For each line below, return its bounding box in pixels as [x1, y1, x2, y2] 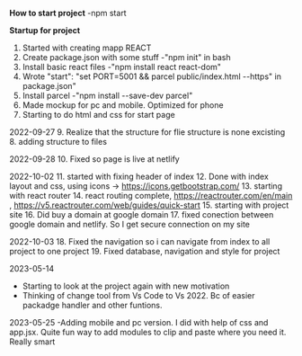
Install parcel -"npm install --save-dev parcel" [22, 90, 193, 101]
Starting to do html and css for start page [22, 110, 175, 120]
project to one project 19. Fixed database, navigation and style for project [9, 246, 280, 256]
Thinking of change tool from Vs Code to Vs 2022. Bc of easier [22, 290, 255, 300]
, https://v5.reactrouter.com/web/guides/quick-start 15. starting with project [9, 200, 289, 210]
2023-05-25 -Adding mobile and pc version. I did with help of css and [9, 317, 269, 327]
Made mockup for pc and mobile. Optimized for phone [22, 100, 224, 111]
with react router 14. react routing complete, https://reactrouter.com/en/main [9, 191, 293, 200]
